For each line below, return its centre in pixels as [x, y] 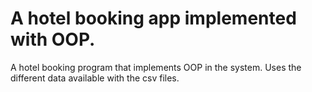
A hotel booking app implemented [153, 18]
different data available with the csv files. [95, 78]
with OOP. [53, 39]
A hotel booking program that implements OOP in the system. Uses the [156, 67]
